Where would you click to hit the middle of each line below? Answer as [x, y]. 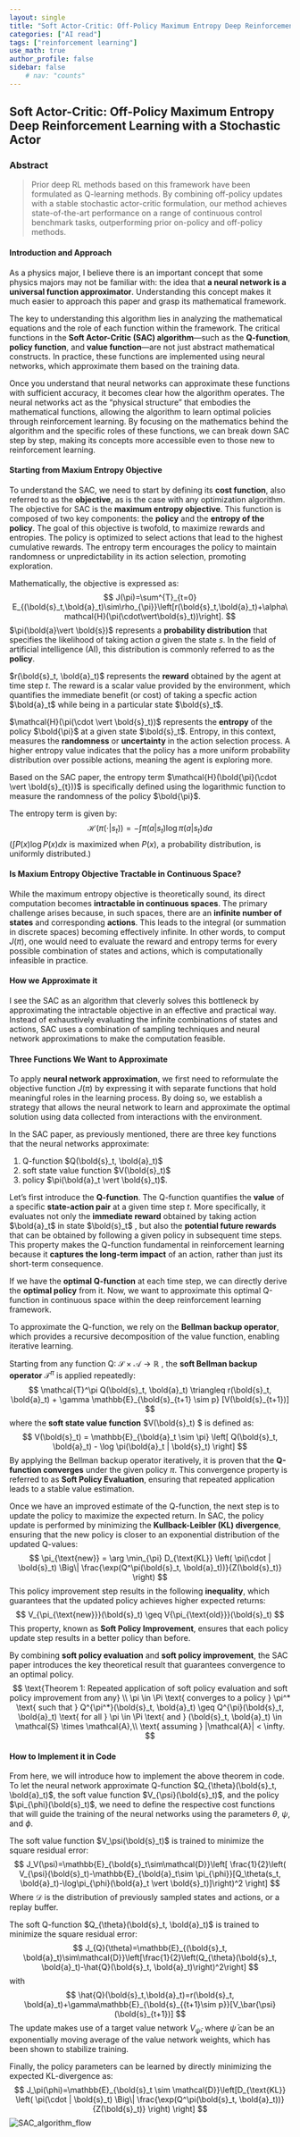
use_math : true [37, 51]
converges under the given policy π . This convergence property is [166, 1469]
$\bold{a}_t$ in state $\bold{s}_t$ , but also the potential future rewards [143, 1226]
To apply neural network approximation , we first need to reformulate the [144, 1079]
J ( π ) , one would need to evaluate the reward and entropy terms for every [143, 941]
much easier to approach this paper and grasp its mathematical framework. [148, 301]
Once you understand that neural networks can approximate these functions [150, 383]
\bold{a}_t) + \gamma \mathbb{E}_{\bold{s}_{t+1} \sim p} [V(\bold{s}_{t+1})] [150, 1399]
